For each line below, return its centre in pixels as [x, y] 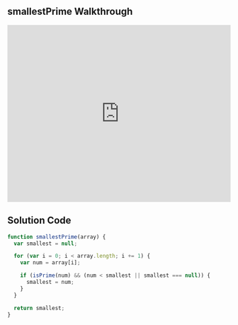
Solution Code [39, 221]
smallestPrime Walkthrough [70, 12]
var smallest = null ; [46, 244]
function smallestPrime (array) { [57, 236]
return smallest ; [39, 308]
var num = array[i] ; [50, 263]
